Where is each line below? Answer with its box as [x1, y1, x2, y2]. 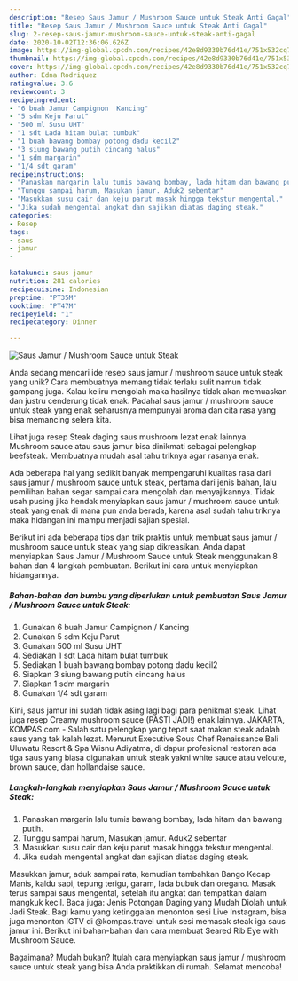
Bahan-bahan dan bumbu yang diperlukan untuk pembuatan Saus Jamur [9, 589, 287, 600]
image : [9, 46, 34, 55]
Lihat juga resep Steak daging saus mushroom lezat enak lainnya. [9, 431, 248, 442]
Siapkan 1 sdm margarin [21, 678, 110, 689]
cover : [9, 63, 34, 72]
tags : [9, 227, 29, 236]
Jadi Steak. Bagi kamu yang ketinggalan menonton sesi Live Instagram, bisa [9, 906, 286, 917]
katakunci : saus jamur [9, 268, 93, 278]
